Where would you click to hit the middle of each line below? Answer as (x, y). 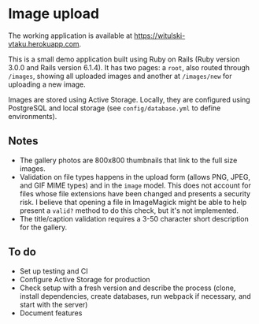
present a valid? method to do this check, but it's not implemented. (129, 210)
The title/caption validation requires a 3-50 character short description (134, 218)
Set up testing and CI (54, 271)
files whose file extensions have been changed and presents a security (135, 193)
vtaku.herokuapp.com (44, 43)
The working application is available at (70, 35)
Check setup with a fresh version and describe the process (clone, (128, 288)
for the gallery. (43, 227)
